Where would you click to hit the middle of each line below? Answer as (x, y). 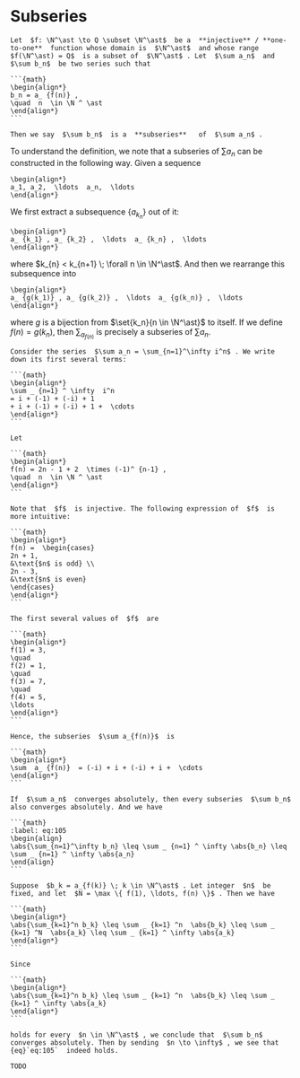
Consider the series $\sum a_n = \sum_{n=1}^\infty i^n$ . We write (143, 351)
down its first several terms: (69, 359)
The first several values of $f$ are (85, 618)
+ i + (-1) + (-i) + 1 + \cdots (73, 407)
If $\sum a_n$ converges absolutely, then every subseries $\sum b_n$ (151, 799)
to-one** (26, 48)
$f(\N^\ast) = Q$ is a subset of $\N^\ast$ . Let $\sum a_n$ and (143, 56)
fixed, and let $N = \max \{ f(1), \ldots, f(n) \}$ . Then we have (143, 893)
